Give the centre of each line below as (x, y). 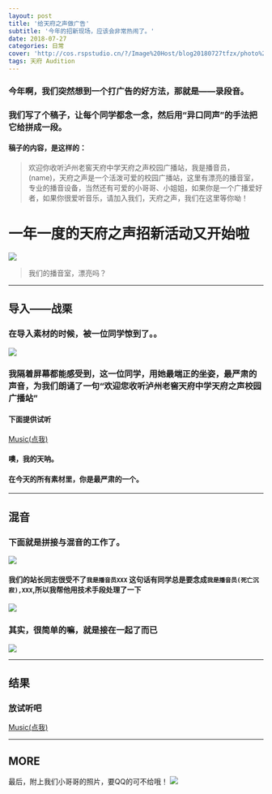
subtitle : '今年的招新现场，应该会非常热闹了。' (82, 31)
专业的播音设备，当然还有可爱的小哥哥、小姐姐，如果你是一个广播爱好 (145, 188)
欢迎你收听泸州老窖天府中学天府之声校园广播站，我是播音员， (131, 167)
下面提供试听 (30, 420)
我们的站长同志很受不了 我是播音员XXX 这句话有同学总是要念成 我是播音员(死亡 (131, 579)
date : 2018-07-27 (38, 39)
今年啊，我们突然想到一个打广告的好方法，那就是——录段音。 (129, 91)
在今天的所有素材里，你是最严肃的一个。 (76, 479)
